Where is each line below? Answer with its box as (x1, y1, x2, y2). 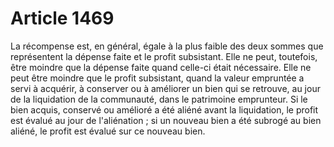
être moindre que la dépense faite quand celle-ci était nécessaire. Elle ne (10, 61, 312, 73)
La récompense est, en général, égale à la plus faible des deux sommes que (10, 40, 324, 52)
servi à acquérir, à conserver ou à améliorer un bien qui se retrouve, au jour (10, 82, 321, 94)
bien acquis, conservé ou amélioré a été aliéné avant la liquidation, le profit (10, 103, 319, 116)
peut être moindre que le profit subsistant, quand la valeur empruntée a (10, 72, 305, 84)
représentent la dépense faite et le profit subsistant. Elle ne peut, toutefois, (10, 50, 318, 62)
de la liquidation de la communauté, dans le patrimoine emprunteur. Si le (10, 93, 308, 105)
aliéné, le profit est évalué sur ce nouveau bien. (10, 125, 206, 137)
